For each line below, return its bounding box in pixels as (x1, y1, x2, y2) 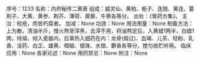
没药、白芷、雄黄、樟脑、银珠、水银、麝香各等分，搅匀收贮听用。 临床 (16, 42, 192, 49)
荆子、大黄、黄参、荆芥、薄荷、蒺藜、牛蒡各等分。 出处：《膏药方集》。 (6, 12, 181, 19)
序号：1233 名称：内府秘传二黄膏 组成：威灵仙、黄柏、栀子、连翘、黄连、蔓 (6, 5, 195, 12)
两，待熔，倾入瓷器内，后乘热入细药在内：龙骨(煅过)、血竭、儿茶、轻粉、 (6, 35, 189, 41)
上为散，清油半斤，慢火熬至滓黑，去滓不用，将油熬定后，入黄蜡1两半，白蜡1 (6, 27, 195, 34)
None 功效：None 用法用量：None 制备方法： (80, 20, 193, 27)
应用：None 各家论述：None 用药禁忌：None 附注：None (6, 50, 148, 56)
